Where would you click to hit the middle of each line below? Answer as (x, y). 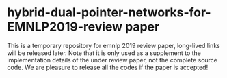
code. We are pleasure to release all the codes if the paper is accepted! (108, 67)
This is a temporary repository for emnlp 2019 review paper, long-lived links (113, 45)
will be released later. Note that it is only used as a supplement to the (104, 53)
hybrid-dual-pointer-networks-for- (109, 13)
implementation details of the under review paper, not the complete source (112, 60)
